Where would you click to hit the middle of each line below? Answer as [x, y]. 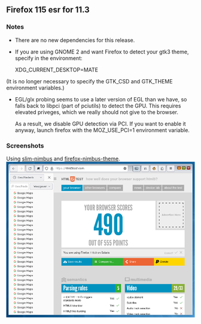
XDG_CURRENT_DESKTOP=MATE [57, 70]
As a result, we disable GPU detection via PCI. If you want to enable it [100, 124]
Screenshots [25, 145]
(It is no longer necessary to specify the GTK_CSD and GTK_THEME [89, 81]
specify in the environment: [48, 58]
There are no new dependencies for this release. [75, 40]
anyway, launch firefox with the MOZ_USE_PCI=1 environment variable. [102, 130]
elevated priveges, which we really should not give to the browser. [96, 112]
